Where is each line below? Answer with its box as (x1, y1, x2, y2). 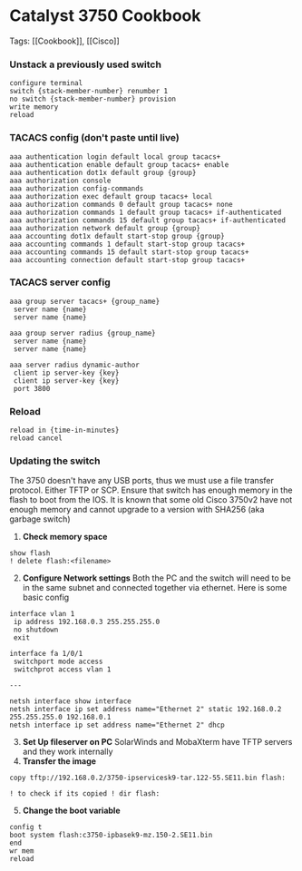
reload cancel (9, 434, 63, 443)
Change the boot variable (22, 805, 121, 817)
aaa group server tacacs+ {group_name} (9, 297, 161, 306)
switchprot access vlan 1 (13, 665, 112, 674)
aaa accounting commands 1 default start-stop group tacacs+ (9, 240, 246, 249)
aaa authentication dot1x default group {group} (9, 168, 197, 177)
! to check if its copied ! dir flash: (9, 789, 161, 798)
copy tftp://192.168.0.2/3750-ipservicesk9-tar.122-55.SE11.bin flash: (9, 773, 286, 783)
